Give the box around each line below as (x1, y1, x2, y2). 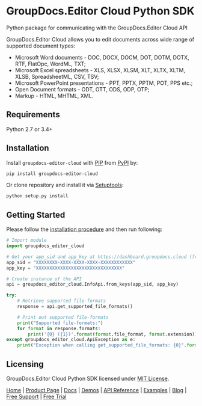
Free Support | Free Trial (6, 393, 67, 400)
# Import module (6, 238, 47, 244)
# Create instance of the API (6, 275, 82, 282)
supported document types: (6, 42, 76, 49)
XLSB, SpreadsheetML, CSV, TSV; (14, 73, 99, 80)
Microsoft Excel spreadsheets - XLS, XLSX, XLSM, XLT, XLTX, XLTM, (14, 66, 185, 73)
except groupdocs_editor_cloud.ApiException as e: (6, 337, 136, 343)
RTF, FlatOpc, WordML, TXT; (14, 60, 86, 67)
